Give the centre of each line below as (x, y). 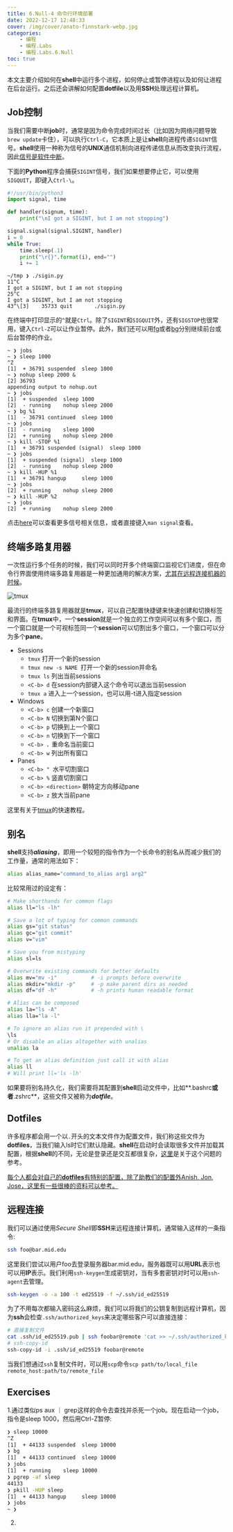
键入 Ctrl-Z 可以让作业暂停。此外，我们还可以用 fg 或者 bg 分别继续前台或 (120, 329)
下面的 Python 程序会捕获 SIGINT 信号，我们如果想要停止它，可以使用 (103, 171)
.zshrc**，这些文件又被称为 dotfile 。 (65, 1097)
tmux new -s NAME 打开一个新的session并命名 (92, 668)
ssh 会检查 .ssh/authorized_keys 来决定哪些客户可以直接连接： (101, 1317)
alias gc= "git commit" (40, 933)
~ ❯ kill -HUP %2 (32, 497)
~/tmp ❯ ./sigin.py (35, 276)
